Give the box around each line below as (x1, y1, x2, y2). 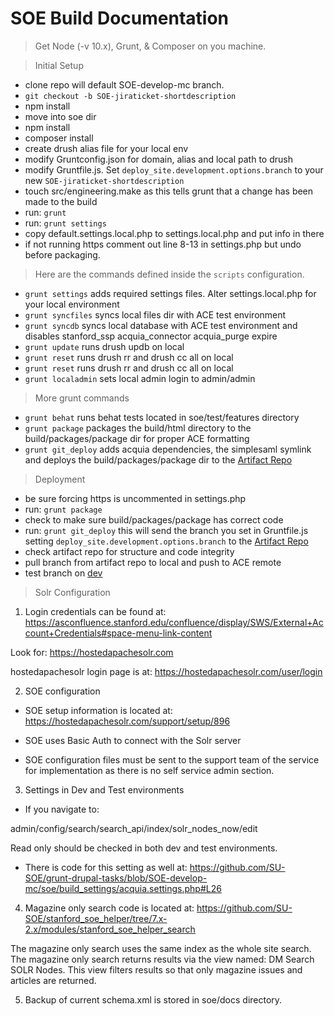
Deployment (34, 473, 86, 485)
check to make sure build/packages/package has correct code (24, 513, 284, 526)
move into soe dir (24, 110, 97, 122)
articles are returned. (10, 974, 97, 986)
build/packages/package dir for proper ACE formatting (24, 432, 250, 444)
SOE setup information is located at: (24, 704, 173, 716)
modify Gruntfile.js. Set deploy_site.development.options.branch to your (24, 163, 324, 176)
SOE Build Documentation (10, 7, 230, 30)
